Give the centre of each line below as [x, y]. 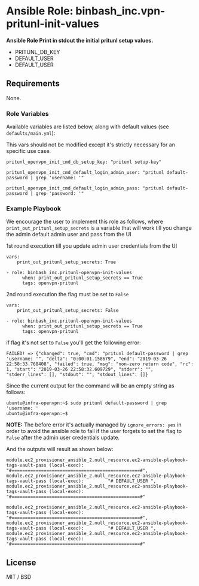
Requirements [33, 84]
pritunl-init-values [53, 24]
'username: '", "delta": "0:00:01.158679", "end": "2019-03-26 [87, 359]
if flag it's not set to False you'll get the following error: [74, 342]
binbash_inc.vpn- [120, 11]
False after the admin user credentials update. [63, 438]
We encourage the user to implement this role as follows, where [85, 222]
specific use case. [29, 151]
